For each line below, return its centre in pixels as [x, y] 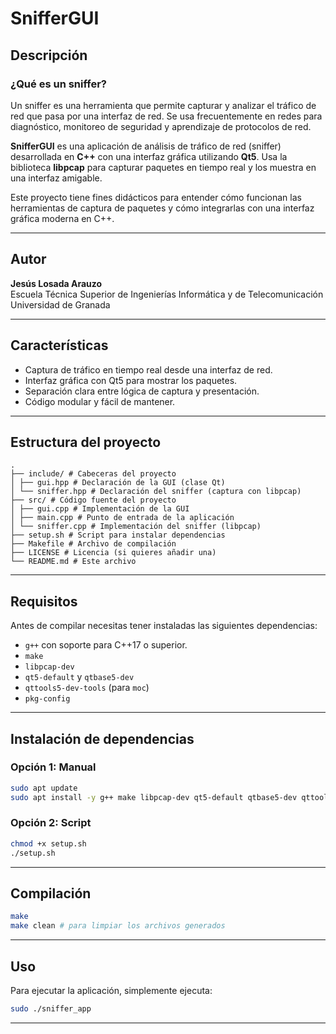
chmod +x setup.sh [48, 843]
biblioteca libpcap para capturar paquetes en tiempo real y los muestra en [163, 167]
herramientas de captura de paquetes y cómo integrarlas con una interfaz [162, 208]
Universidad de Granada [60, 304]
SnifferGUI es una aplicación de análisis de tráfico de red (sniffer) [146, 146]
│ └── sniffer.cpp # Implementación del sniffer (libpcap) [136, 527]
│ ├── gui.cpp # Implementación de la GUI [100, 509]
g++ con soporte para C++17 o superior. [106, 645]
